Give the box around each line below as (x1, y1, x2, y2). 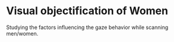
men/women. (6, 30, 39, 37)
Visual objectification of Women (6, 4, 168, 18)
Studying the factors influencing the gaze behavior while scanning (6, 24, 169, 31)
